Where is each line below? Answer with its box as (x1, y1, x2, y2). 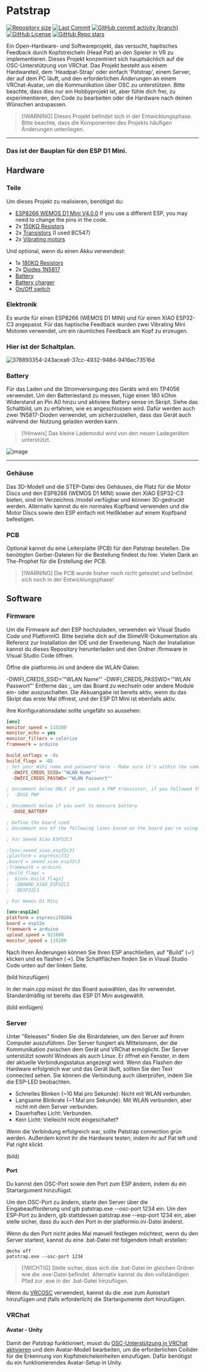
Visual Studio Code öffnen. (6, 651, 74, 659)
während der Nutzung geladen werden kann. (6, 418, 119, 425)
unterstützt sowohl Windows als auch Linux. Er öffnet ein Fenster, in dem (6, 1052, 190, 1060)
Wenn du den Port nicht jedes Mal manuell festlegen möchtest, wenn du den (6, 1230, 198, 1238)
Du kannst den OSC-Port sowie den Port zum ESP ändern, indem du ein (6, 1180, 187, 1187)
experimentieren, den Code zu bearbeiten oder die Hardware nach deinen (6, 94, 192, 101)
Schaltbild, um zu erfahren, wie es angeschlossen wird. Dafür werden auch (6, 405, 195, 413)
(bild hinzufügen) (6, 973, 50, 981)
